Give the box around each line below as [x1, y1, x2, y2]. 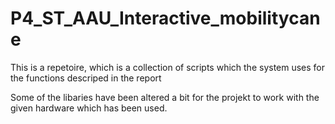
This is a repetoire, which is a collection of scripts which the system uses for [10, 61, 326, 73]
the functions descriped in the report [10, 72, 162, 84]
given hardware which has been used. [10, 102, 168, 114]
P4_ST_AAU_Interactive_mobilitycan [10, 7, 321, 30]
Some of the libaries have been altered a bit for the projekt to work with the [10, 91, 320, 103]
